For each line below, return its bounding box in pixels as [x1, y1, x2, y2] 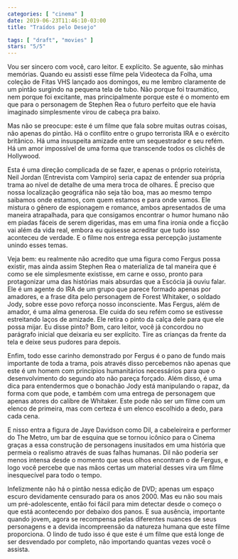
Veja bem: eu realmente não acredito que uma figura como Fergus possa [7, 255, 221, 264]
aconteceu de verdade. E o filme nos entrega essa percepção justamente [7, 234, 222, 242]
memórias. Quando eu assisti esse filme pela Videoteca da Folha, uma [7, 70, 213, 79]
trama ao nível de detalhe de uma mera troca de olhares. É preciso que [7, 180, 215, 189]
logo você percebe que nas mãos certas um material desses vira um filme [7, 463, 224, 472]
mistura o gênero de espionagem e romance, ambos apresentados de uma [7, 203, 226, 212]
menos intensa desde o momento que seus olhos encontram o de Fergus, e [7, 456, 229, 465]
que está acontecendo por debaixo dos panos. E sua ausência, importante [7, 507, 225, 516]
